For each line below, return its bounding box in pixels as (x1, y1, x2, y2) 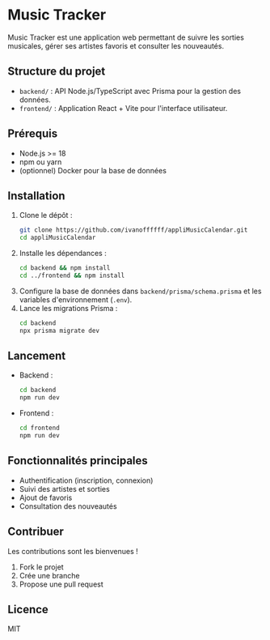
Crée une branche (19, 570, 80, 580)
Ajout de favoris (19, 493, 73, 502)
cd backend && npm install (19, 264, 111, 272)
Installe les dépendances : (19, 249, 107, 258)
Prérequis (7, 127, 58, 141)
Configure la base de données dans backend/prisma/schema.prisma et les (19, 286, 262, 296)
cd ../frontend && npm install (19, 271, 125, 279)
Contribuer (7, 525, 64, 539)
